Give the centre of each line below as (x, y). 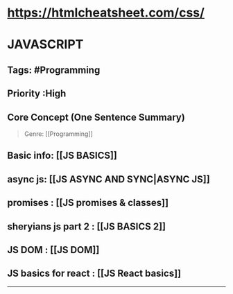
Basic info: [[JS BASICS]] (62, 156)
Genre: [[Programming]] (59, 134)
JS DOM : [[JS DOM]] (53, 250)
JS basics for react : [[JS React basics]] (94, 274)
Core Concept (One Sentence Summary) (96, 117)
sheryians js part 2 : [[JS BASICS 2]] (87, 226)
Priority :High (37, 94)
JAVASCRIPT (45, 45)
